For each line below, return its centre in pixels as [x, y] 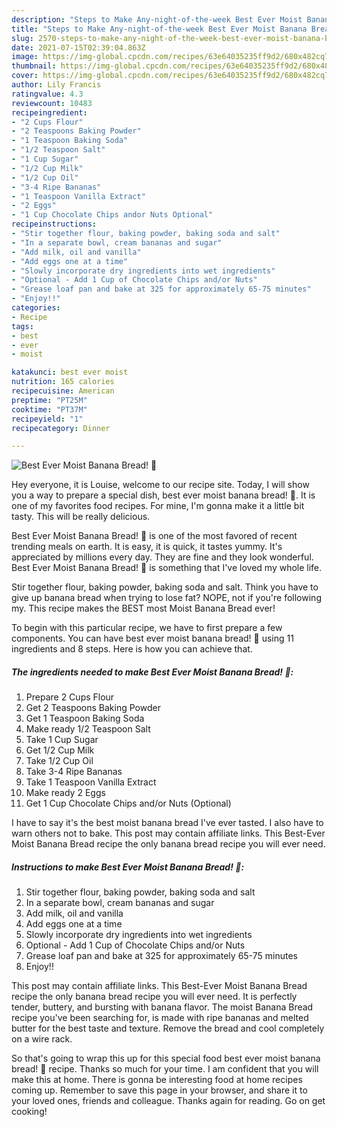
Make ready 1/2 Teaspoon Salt [88, 729]
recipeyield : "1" [47, 419]
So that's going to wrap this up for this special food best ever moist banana [166, 1058]
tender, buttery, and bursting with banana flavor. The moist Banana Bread [162, 1007]
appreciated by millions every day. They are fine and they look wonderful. [162, 557]
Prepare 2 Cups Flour [70, 697]
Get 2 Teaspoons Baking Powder [93, 708]
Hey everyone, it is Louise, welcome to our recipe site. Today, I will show [160, 485]
